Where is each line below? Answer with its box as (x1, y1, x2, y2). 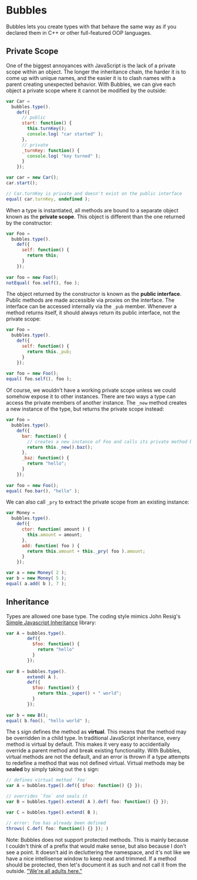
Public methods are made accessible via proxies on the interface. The (6, 296, 175, 304)
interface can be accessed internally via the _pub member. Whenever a (6, 303, 177, 310)
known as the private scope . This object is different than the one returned (6, 213, 185, 220)
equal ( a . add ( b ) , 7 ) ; (6, 581, 67, 586)
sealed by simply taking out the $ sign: (6, 766, 100, 773)
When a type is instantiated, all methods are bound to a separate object (6, 206, 179, 214)
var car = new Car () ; (6, 175, 59, 181)
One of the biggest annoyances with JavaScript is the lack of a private (6, 62, 176, 69)
